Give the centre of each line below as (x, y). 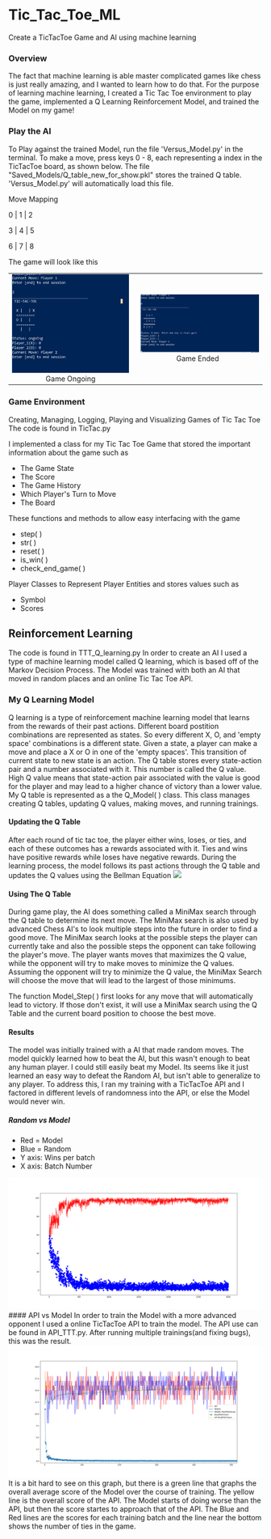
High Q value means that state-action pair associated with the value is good (134, 778)
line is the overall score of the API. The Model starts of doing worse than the (135, 1501)
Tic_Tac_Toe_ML (65, 15)
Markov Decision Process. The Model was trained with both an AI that (124, 670)
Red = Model (41, 1140)
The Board (38, 502)
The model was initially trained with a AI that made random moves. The (126, 1050)
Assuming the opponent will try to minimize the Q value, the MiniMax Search (135, 972)
